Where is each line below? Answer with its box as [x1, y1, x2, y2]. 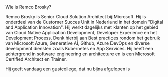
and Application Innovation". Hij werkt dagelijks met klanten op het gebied [5, 24, 159, 30]
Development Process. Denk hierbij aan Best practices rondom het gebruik [5, 35, 160, 41]
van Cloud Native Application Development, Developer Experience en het [5, 30, 157, 35]
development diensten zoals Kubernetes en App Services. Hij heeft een [5, 46, 153, 51]
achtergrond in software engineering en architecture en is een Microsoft [5, 51, 155, 57]
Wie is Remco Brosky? [5, 4, 52, 10]
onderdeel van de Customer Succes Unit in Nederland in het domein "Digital [5, 19, 163, 25]
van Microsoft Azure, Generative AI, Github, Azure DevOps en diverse [5, 40, 150, 46]
